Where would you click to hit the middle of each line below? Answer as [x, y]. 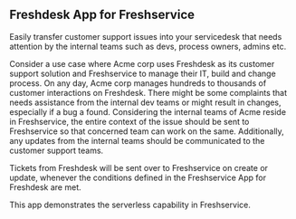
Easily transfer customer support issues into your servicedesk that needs [146, 36]
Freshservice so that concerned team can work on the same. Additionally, [147, 131]
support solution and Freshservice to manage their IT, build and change [143, 73]
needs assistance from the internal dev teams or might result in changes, [146, 102]
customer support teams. [57, 150]
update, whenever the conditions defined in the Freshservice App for [138, 177]
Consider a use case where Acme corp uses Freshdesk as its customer [142, 63]
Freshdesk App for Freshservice [102, 15]
